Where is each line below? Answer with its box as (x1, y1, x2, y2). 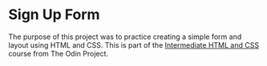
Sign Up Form (8, 6, 100, 24)
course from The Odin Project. (8, 49, 109, 58)
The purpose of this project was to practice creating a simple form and (8, 32, 242, 41)
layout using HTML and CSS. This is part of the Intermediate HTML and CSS (8, 40, 259, 49)
